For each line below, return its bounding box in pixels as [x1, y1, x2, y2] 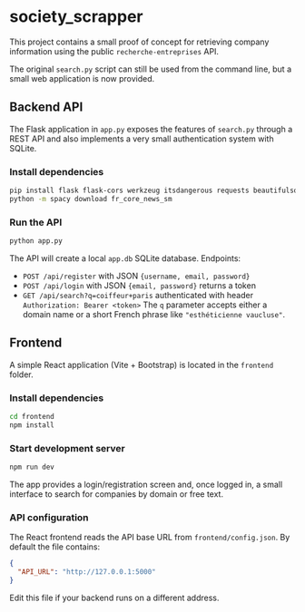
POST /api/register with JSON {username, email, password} [22, 270, 251, 281]
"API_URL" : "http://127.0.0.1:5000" [17, 568, 156, 577]
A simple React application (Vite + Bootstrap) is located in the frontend [9, 359, 274, 370]
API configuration [9, 510, 89, 523]
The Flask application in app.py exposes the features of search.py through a [9, 123, 293, 134]
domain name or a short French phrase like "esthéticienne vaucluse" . [22, 308, 286, 319]
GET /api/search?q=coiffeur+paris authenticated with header [22, 289, 254, 300]
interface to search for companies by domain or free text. [9, 489, 224, 500]
